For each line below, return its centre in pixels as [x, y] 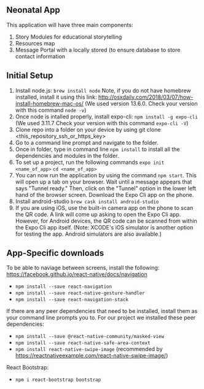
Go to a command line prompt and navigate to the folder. [87, 142]
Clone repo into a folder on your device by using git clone [88, 129]
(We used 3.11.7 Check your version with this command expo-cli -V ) [102, 123]
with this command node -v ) [51, 110]
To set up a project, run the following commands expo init [90, 162]
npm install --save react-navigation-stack [72, 300]
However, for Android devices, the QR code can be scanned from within [106, 221]
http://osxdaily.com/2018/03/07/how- [146, 97]
